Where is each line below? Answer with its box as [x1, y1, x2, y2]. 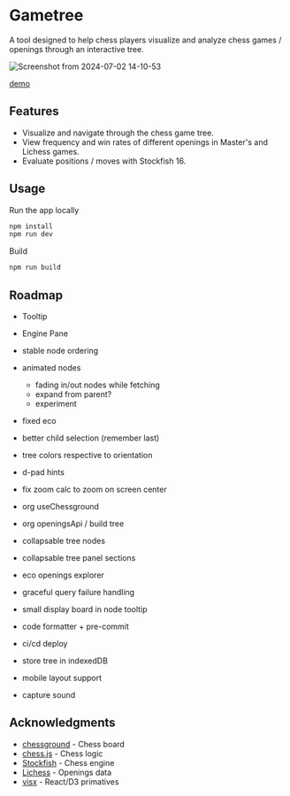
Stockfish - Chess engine [21, 757, 115, 768]
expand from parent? [34, 389, 112, 399]
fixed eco [21, 416, 57, 425]
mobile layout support [21, 673, 103, 683]
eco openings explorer [21, 570, 104, 580]
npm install [9, 222, 53, 231]
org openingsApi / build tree [21, 518, 125, 529]
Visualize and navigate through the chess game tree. [21, 127, 214, 138]
